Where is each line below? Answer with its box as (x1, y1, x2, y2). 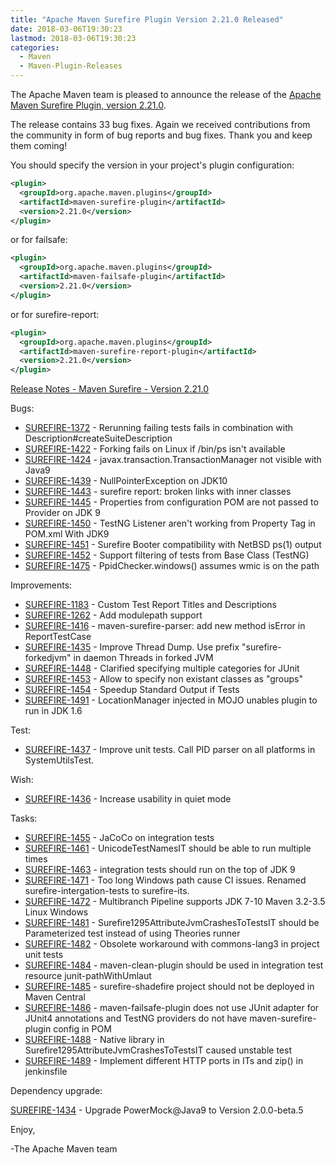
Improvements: (10, 579, 73, 591)
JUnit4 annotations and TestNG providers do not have (24, 1012, 248, 1025)
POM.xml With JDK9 (24, 528, 110, 540)
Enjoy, (10, 1124, 36, 1136)
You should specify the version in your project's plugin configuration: (10, 159, 295, 171)
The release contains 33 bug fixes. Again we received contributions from (10, 119, 311, 130)
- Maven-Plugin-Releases (19, 61, 123, 71)
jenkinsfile (24, 1066, 68, 1078)
